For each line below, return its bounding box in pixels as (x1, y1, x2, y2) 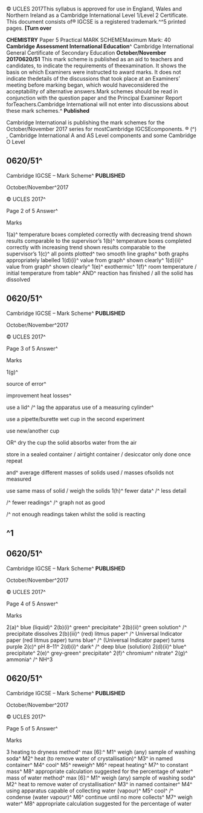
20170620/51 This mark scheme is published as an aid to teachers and (6, 56, 184, 62)
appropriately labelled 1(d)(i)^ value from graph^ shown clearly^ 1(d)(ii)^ (6, 256, 184, 263)
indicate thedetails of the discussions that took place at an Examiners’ (6, 75, 180, 82)
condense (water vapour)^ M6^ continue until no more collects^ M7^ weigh (6, 793, 193, 800)
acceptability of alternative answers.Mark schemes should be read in (6, 88, 178, 95)
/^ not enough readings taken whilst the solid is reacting (6, 510, 146, 518)
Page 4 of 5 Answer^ (6, 600, 59, 607)
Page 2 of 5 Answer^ (6, 207, 59, 214)
